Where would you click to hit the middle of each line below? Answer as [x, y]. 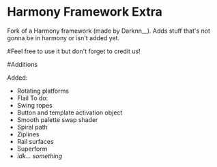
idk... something [40, 156]
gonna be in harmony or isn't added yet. [63, 37]
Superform [32, 149]
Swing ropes [34, 105]
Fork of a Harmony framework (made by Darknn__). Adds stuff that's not [108, 31]
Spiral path [32, 127]
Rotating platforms [43, 91]
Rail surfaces [35, 141]
